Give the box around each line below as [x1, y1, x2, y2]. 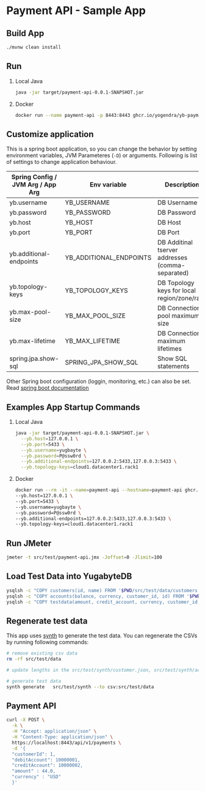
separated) [157, 269, 189, 277]
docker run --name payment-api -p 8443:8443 [15, 112, 131, 118]
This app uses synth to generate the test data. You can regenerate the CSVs [6, 632, 198, 639]
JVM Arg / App [12, 180, 57, 189]
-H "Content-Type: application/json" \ [12, 734, 113, 740]
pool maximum [157, 311, 200, 320]
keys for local [157, 286, 196, 295]
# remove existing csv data [6, 650, 78, 656]
